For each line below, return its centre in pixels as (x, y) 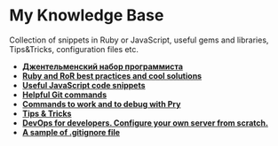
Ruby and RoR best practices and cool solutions (112, 75)
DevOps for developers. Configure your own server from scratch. (145, 123)
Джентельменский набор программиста (103, 66)
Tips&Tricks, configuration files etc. (74, 49)
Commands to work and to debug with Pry (101, 104)
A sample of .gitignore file (71, 132)
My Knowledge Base (87, 15)
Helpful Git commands (64, 95)
